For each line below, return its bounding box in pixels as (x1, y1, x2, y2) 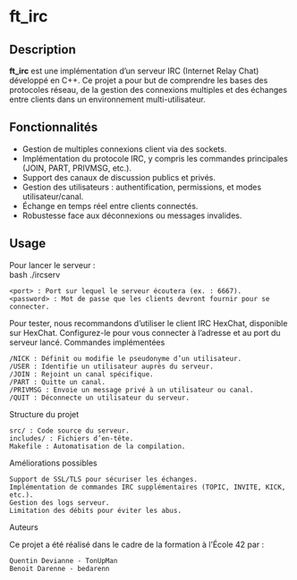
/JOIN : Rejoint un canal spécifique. (9, 369, 154, 379)
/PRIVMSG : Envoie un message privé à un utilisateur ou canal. (9, 385, 254, 394)
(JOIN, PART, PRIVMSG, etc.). (21, 163, 132, 173)
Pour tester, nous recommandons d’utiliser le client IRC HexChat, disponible (9, 317, 288, 328)
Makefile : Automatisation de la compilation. (9, 441, 186, 450)
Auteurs (9, 521, 38, 533)
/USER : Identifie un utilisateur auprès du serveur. (9, 362, 215, 371)
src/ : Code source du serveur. (9, 426, 130, 435)
